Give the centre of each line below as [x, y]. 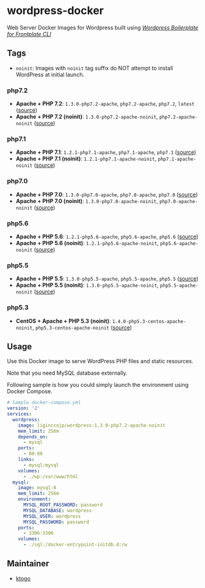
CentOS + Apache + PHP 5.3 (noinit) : [63, 321]
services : [20, 414]
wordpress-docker [56, 11]
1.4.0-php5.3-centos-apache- [149, 322]
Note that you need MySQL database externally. [67, 373]
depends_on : [33, 437]
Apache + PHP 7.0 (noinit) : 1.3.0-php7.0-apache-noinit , [87, 201]
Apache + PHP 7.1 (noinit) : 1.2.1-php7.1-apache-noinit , [86, 159]
